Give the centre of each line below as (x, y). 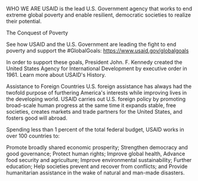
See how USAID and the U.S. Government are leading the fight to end (91, 44)
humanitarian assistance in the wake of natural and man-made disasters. (95, 173)
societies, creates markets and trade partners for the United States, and (95, 112)
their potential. (24, 21)
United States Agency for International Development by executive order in (97, 68)
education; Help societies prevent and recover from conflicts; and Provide (97, 166)
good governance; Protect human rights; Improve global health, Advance (96, 154)
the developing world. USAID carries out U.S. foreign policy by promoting (96, 99)
